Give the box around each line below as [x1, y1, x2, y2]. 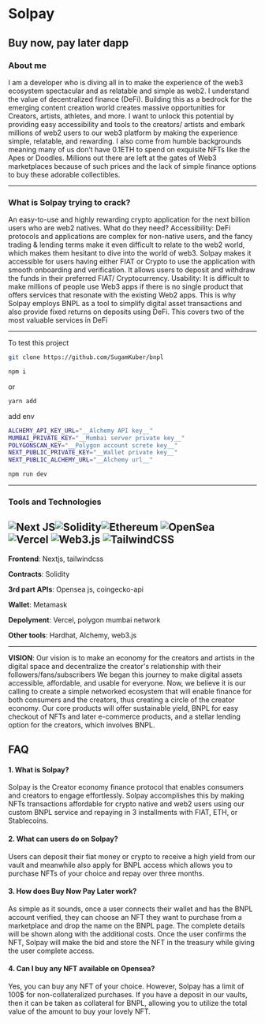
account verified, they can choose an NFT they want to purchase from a [8, 912, 242, 921]
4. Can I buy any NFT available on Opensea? [8, 964, 155, 974]
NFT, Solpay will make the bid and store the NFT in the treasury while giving [8, 937, 255, 947]
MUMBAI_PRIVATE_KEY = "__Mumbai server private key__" [8, 434, 185, 442]
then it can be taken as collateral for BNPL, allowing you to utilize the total [8, 998, 248, 1007]
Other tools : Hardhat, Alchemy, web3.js [8, 630, 137, 640]
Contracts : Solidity [8, 569, 70, 578]
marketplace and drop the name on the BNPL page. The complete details [8, 921, 245, 930]
